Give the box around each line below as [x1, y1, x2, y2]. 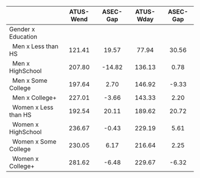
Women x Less [12, 104, 54, 111]
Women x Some [12, 138, 57, 145]
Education [9, 33, 37, 40]
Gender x [9, 25, 35, 33]
